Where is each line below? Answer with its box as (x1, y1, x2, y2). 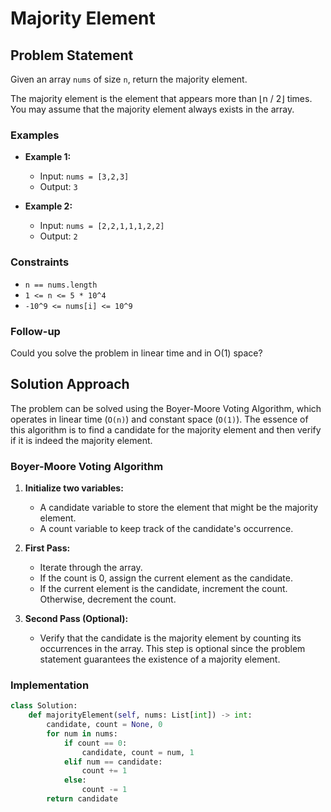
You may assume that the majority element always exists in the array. (10, 103, 295, 115)
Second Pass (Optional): (24, 613, 129, 624)
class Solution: (10, 701, 78, 711)
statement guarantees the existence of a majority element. (39, 653, 281, 665)
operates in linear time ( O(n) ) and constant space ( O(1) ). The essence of (10, 413, 309, 425)
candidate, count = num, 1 (81, 747, 195, 757)
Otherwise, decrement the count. (39, 593, 177, 605)
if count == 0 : (63, 738, 128, 748)
